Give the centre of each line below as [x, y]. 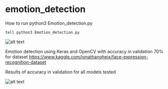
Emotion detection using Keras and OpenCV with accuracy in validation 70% [84, 51]
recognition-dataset [26, 62]
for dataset [17, 57]
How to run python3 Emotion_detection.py [49, 23]
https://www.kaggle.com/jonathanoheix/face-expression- [89, 57]
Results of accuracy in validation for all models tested [61, 72]
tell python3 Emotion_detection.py [43, 32]
